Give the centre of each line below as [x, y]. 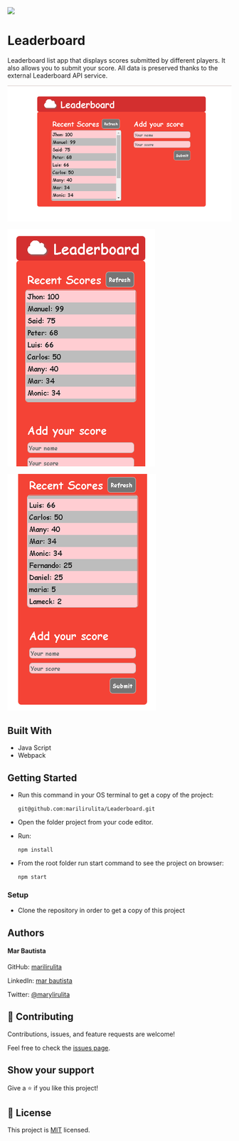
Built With [30, 730]
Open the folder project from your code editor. [85, 822]
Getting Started [42, 778]
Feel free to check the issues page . [59, 1048]
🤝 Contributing [41, 1017]
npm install [35, 850]
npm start [32, 877]
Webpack [32, 755]
